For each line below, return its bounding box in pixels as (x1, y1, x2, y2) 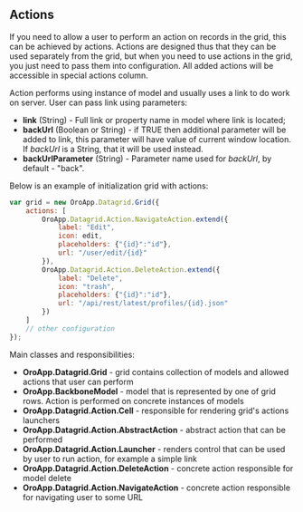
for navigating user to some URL (22, 491, 143, 502)
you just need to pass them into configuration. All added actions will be (9, 60, 274, 71)
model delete (22, 472, 72, 483)
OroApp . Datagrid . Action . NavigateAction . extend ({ (42, 215, 229, 224)
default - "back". (22, 162, 85, 173)
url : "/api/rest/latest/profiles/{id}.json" (57, 299, 229, 308)
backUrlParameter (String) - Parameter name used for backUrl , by (22, 153, 272, 164)
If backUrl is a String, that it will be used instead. (22, 143, 204, 154)
